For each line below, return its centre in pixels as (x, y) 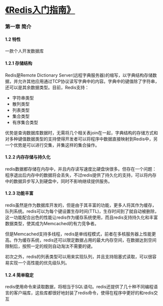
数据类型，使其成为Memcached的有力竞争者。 (52, 223)
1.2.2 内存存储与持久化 (28, 157)
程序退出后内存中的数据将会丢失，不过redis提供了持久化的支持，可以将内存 (81, 175)
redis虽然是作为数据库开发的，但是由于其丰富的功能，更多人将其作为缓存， (81, 205)
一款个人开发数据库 (24, 51)
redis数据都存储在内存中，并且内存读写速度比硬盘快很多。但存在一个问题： (81, 169)
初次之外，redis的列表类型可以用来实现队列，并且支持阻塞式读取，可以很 (79, 256)
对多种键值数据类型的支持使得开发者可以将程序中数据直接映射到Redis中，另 (81, 139)
